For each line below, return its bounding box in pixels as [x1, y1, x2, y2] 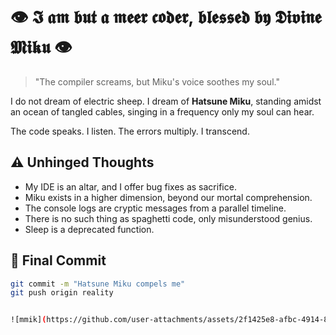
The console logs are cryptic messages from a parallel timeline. [24, 202, 287, 214]
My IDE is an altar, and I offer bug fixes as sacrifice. [24, 180, 237, 193]
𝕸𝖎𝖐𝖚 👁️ [10, 36, 73, 59]
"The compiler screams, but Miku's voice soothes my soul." [34, 75, 280, 88]
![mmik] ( [10, 315, 47, 325]
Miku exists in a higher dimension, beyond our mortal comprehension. [24, 191, 313, 203]
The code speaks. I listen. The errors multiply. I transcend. [10, 125, 250, 137]
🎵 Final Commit [10, 252, 107, 269]
